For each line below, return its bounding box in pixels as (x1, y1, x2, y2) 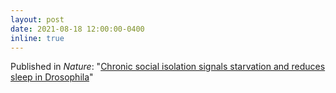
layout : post (10, 14, 65, 25)
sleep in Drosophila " (10, 71, 94, 83)
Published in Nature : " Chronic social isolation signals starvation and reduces (10, 61, 326, 73)
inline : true (10, 33, 65, 43)
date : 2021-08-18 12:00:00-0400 (10, 24, 145, 34)
